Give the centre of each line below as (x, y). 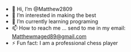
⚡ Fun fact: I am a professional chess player (65, 43)
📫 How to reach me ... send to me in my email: (68, 28)
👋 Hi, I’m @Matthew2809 (42, 9)
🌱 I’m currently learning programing (55, 21)
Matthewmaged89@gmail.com (49, 36)
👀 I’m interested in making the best (54, 15)
